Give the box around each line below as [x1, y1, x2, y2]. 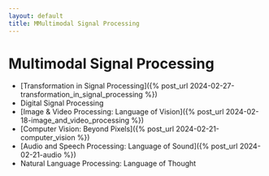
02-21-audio [20, 150, 63, 160]
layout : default [8, 11, 63, 20]
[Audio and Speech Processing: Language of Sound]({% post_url [20, 141, 238, 151]
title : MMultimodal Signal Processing [8, 19, 140, 28]
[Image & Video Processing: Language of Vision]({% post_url [20, 107, 224, 117]
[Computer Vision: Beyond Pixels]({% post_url [20, 124, 175, 134]
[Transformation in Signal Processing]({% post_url [20, 81, 189, 91]
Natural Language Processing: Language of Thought [20, 159, 197, 169]
